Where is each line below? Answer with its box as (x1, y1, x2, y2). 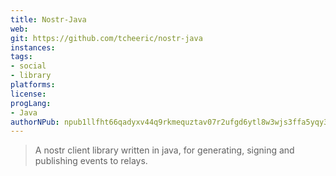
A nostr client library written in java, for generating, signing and (34, 144, 295, 156)
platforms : (10, 80, 56, 90)
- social (10, 61, 47, 71)
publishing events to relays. (34, 155, 148, 167)
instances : (10, 42, 56, 53)
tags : (10, 52, 33, 62)
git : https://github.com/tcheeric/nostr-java (10, 33, 203, 43)
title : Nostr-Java (10, 14, 87, 25)
